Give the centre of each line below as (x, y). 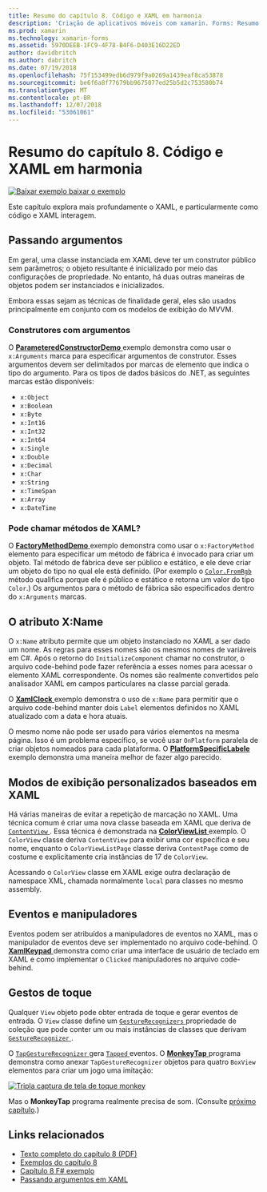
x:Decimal (36, 466)
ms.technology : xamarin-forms (59, 38)
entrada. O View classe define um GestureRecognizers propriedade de (123, 1021)
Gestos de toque (50, 993)
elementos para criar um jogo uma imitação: (81, 1070)
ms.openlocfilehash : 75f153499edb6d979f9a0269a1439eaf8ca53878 (116, 75)
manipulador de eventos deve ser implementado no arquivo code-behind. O (133, 942)
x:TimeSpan (38, 492)
